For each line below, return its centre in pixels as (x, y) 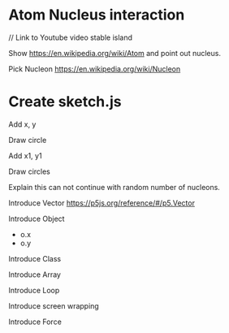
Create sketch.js (65, 102)
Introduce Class (35, 258)
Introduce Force (35, 322)
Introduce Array (35, 275)
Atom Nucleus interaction (97, 15)
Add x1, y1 (25, 155)
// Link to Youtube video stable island (70, 37)
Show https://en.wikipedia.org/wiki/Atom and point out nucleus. (115, 53)
